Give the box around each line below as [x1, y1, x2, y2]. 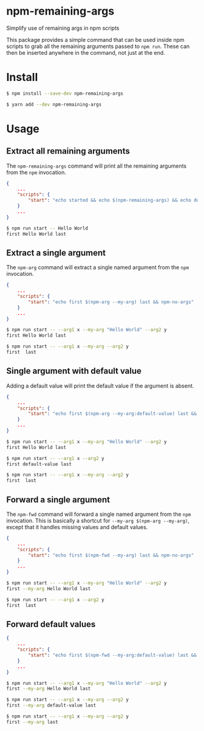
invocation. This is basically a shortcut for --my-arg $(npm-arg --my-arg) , [6, 517, 190, 524]
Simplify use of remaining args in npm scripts [6, 24, 120, 32]
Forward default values [6, 619, 96, 630]
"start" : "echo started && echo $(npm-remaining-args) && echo [28, 197, 191, 204]
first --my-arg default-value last [6, 702, 97, 709]
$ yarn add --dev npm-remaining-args [6, 101, 102, 108]
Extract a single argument [6, 247, 106, 258]
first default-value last [6, 461, 72, 467]
